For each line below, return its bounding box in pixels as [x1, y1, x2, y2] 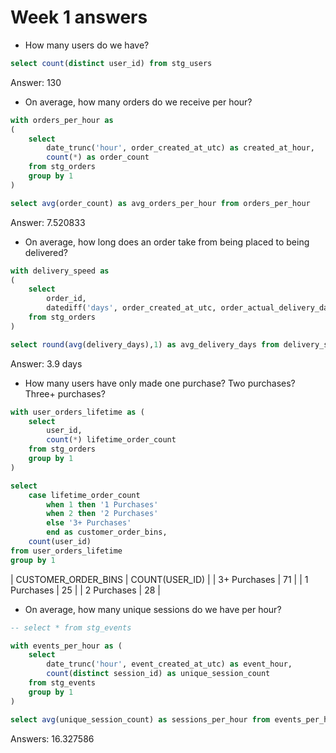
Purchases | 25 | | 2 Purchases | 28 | [10, 584, 161, 596]
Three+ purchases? [24, 387, 106, 400]
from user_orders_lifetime [10, 546, 123, 556]
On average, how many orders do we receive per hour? [24, 96, 253, 108]
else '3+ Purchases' [46, 518, 132, 528]
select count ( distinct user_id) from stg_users [10, 58, 213, 68]
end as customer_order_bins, [46, 527, 168, 538]
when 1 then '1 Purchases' [46, 499, 159, 510]
